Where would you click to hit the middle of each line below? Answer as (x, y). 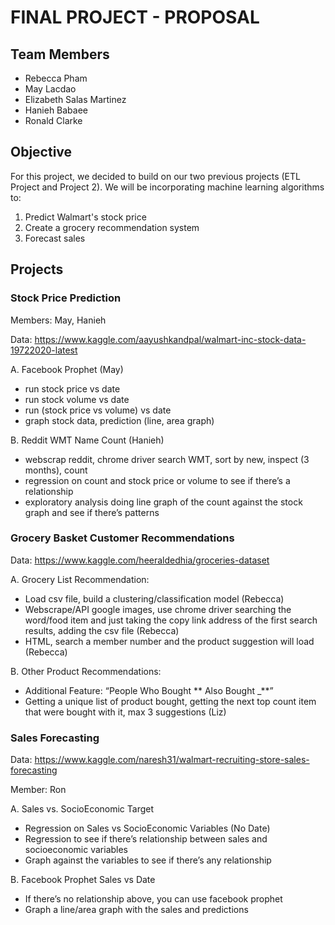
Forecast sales (55, 238)
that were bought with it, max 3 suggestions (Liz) (125, 712)
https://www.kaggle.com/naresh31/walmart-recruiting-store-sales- (172, 760)
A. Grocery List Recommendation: (80, 579)
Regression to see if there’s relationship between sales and (146, 839)
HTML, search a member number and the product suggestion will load (169, 641)
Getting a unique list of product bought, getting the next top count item (170, 701)
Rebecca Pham (56, 78)
